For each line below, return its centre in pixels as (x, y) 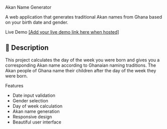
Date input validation (34, 95)
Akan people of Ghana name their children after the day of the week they (81, 70)
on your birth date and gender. (37, 22)
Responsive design (32, 116)
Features (14, 85)
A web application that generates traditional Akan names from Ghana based (84, 17)
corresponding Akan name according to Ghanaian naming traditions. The (81, 65)
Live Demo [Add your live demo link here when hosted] (62, 32)
